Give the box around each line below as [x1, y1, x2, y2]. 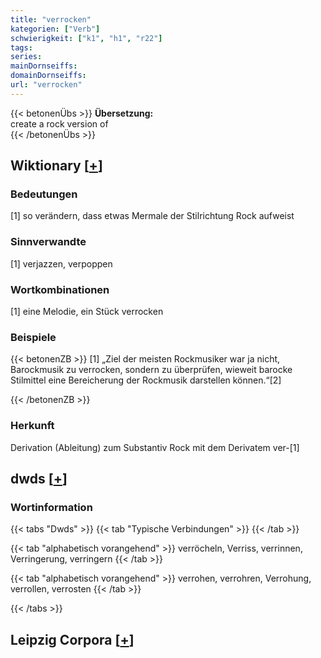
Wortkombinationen [10, 282, 110, 296]
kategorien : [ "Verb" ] [10, 24, 101, 34]
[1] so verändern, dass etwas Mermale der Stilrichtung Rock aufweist [10, 210, 295, 222]
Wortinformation [10, 500, 93, 514]
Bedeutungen [10, 187, 78, 201]
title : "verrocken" [10, 14, 92, 25]
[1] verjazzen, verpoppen [10, 257, 113, 270]
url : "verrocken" [10, 80, 83, 90]
